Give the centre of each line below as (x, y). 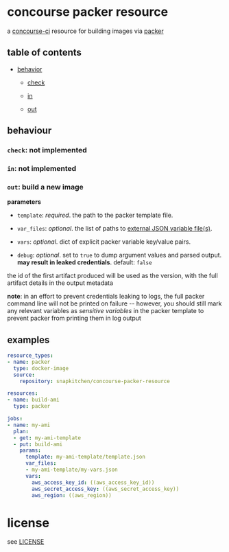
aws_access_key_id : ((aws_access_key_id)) (93, 482)
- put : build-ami (38, 444)
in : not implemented (42, 168)
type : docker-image (41, 368)
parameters (24, 202)
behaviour (29, 131)
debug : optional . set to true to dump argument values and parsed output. (119, 255)
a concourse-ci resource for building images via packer (85, 31)
